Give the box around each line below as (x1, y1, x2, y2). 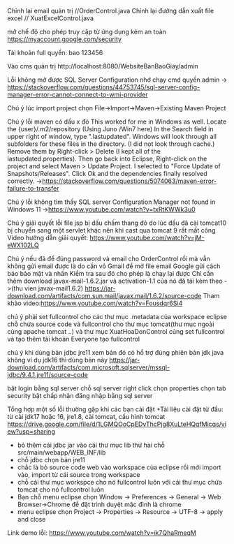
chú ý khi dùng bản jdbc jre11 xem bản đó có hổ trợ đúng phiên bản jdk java (7, 348, 224, 356)
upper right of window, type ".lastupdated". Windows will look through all (7, 133, 217, 140)
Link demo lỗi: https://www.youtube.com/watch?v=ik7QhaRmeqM (7, 529, 197, 537)
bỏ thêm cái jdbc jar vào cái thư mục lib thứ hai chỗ (17, 441, 166, 449)
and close (17, 515, 46, 523)
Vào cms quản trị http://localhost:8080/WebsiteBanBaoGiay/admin (7, 62, 198, 70)
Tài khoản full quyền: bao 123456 (7, 49, 103, 57)
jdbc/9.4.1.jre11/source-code (7, 371, 89, 378)
